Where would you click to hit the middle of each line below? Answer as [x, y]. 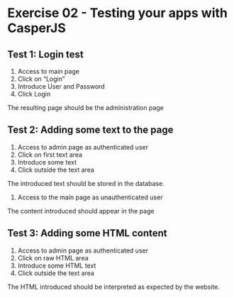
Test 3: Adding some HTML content [88, 233]
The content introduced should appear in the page [81, 211]
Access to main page [49, 71]
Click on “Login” [41, 79]
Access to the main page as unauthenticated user [90, 197]
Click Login [34, 94]
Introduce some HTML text [57, 265]
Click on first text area [50, 155]
